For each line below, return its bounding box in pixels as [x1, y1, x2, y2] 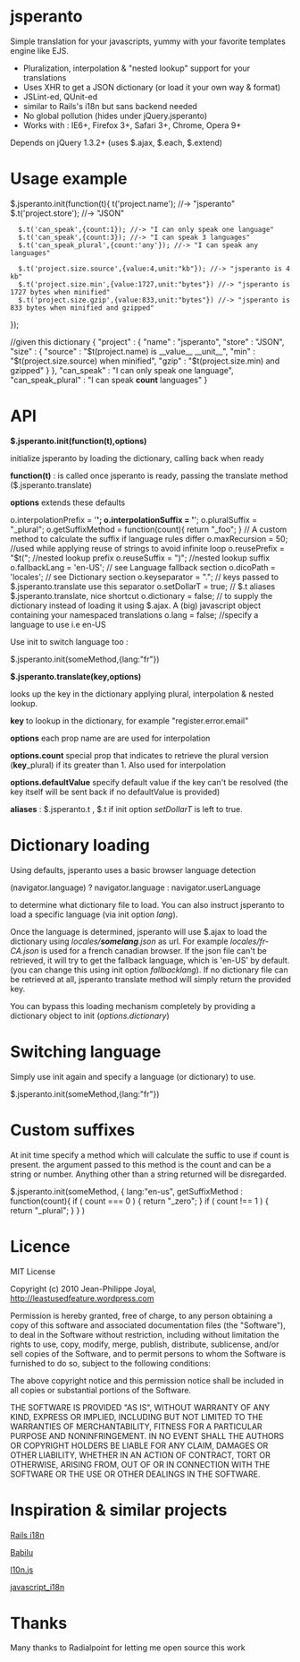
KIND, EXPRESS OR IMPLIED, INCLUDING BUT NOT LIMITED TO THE [10, 1411, 263, 1422]
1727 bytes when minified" [10, 287, 111, 296]
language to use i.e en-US [10, 619, 106, 630]
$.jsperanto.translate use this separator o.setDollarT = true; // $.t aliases [10, 580, 276, 592]
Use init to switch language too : [10, 636, 129, 647]
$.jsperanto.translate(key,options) [10, 671, 142, 681]
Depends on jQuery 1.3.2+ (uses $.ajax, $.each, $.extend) [10, 137, 222, 148]
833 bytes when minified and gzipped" [10, 303, 154, 313]
